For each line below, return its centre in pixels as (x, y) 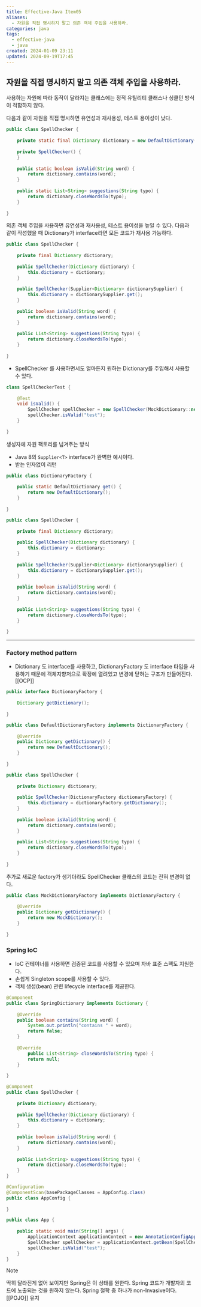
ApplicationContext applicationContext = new (86, 1237)
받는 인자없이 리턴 (36, 464)
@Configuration (25, 1187)
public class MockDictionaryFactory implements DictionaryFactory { (93, 896)
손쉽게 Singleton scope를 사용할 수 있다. (63, 979)
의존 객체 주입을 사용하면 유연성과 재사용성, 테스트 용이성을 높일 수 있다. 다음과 (98, 225)
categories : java (28, 29)
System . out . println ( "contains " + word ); (80, 1026)
